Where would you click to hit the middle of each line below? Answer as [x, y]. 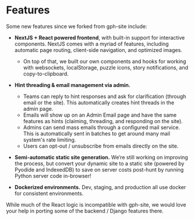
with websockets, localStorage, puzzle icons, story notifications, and [105, 67]
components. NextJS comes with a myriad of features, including [91, 44]
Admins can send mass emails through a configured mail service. [102, 127]
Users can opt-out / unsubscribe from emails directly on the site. [101, 146]
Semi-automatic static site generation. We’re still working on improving [101, 157]
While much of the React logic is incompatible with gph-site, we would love [96, 204]
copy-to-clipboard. [46, 74]
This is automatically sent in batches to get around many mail [97, 133]
